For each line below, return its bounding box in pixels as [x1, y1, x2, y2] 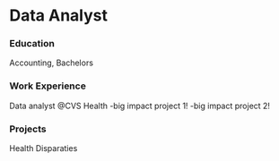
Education [9, 38, 56, 50]
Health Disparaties [9, 143, 78, 154]
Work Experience [9, 80, 87, 92]
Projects [9, 123, 47, 135]
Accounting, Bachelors [9, 57, 94, 68]
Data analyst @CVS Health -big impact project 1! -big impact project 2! [9, 100, 271, 111]
